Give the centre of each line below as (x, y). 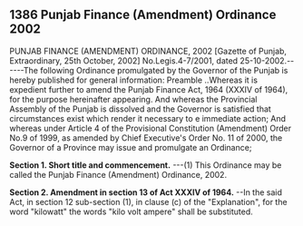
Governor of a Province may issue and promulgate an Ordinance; (131, 147)
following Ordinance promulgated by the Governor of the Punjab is (164, 70)
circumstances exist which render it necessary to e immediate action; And (148, 118)
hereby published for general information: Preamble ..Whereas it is (134, 80)
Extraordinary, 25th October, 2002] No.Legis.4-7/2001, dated (124, 60)
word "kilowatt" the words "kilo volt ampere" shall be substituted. (132, 211)
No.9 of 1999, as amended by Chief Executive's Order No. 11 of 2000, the (146, 138)
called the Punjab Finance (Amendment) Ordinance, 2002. (118, 174)
